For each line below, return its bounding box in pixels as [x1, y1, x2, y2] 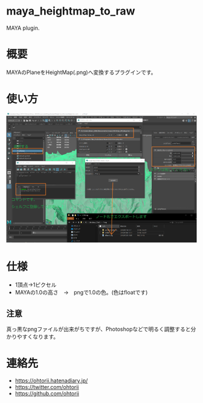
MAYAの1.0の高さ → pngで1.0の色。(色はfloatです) [14, 289, 148, 296]
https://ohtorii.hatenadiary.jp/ [14, 377, 88, 384]
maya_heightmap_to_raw [6, 4, 135, 18]
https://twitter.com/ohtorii [14, 383, 79, 390]
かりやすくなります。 [6, 333, 59, 340]
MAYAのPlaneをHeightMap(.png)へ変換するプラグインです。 [6, 68, 156, 76]
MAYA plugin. [6, 24, 40, 32]
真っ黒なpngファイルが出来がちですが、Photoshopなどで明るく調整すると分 [6, 325, 196, 333]
